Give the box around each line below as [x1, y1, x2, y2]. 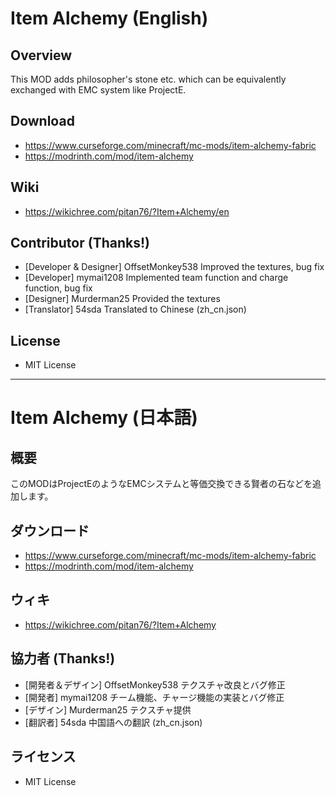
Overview [10, 47, 73, 64]
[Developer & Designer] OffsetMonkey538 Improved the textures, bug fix [24, 261, 325, 273]
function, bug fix [24, 282, 93, 294]
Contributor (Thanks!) [10, 235, 150, 252]
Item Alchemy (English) [10, 7, 209, 30]
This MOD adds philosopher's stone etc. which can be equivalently [10, 73, 287, 85]
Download [10, 113, 75, 130]
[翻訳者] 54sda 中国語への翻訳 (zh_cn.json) [24, 716, 203, 728]
